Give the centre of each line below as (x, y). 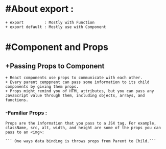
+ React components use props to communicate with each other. (74, 78)
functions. (17, 100)
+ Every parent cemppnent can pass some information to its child (77, 82)
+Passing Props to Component (55, 66)
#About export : (40, 9)
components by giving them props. (42, 86)
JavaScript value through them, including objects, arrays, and (75, 95)
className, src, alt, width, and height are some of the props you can (83, 128)
